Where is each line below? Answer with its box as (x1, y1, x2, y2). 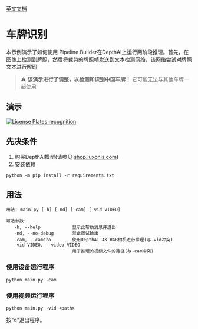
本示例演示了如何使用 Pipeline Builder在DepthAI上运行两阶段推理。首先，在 (6, 48, 189, 55)
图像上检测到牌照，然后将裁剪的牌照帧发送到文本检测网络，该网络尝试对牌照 (6, 55, 192, 63)
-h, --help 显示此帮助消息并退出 (14, 224, 116, 231)
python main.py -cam (6, 277, 57, 283)
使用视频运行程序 (6, 291, 55, 300)
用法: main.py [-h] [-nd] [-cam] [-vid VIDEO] (6, 207, 121, 213)
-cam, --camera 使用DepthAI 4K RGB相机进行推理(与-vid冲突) (14, 237, 173, 243)
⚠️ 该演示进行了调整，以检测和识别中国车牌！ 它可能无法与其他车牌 (20, 75, 184, 82)
